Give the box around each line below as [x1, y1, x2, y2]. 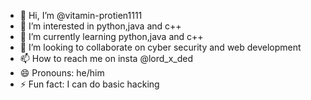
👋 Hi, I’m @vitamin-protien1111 [19, 10, 143, 21]
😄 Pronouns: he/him [19, 67, 105, 79]
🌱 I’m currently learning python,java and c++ [19, 31, 204, 42]
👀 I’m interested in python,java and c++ [19, 20, 182, 32]
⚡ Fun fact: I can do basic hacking [19, 78, 160, 90]
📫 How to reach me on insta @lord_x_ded [19, 53, 194, 64]
